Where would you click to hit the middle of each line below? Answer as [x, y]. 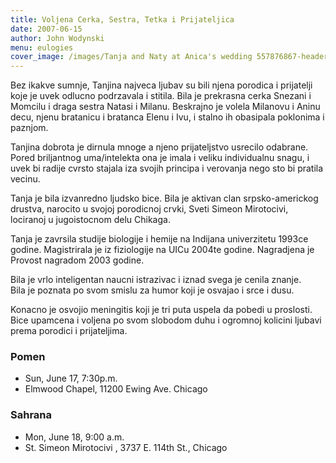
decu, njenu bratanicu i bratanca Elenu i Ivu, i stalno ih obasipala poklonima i [167, 117]
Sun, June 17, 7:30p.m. [71, 378]
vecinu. [25, 179]
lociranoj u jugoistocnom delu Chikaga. [90, 220]
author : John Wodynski [57, 38]
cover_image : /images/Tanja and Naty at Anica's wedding [131, 57]
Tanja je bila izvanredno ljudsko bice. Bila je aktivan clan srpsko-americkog [164, 198]
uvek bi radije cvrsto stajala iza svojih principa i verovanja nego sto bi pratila [167, 168]
